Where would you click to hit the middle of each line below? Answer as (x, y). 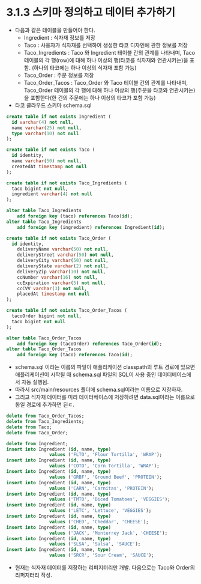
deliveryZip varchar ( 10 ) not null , (61, 272)
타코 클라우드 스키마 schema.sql (53, 105)
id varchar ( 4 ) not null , (43, 122)
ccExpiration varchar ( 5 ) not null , (61, 283)
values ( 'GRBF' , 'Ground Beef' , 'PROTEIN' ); (106, 477)
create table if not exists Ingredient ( (59, 117)
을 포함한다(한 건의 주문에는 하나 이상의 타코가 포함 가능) (90, 97)
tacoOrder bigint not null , (47, 316)
